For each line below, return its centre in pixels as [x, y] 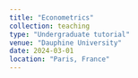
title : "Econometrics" [52, 17]
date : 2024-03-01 [42, 51]
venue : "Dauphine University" [66, 43]
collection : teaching [50, 26]
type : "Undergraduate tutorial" [69, 34]
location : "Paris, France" [60, 59]
